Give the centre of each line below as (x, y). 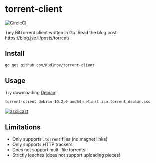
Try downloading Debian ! (31, 93)
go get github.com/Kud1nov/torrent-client (50, 65)
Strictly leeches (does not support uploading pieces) (66, 155)
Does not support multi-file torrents (49, 150)
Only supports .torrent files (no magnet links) (60, 139)
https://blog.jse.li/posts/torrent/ (37, 38)
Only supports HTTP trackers (42, 145)
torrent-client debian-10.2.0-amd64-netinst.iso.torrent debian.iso (78, 102)
